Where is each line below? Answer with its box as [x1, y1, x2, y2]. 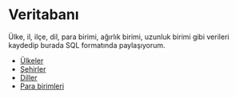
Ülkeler [19, 56, 44, 65]
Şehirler [19, 64, 46, 73]
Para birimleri [19, 81, 65, 91]
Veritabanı [8, 6, 79, 24]
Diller [19, 73, 38, 82]
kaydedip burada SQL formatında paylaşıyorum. [8, 40, 166, 49]
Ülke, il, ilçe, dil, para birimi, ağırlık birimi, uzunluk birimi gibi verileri [8, 32, 230, 41]
